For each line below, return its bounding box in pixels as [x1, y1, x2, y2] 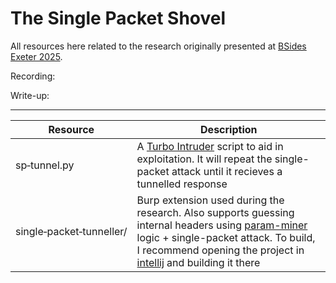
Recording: [10, 70, 56, 82]
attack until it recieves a [171, 164, 283, 178]
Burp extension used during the [136, 193, 285, 207]
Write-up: [10, 89, 50, 101]
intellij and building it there [136, 255, 261, 269]
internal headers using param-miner [136, 218, 308, 232]
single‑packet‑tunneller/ [15, 224, 128, 238]
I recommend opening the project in [136, 243, 305, 257]
